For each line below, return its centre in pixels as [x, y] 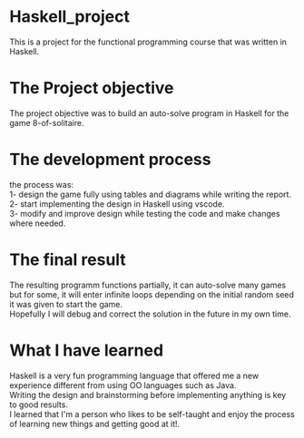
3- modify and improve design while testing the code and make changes [145, 213]
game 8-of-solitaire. [47, 122]
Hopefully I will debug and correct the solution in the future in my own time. [150, 314]
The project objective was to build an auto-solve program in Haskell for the [149, 113]
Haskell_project [69, 17]
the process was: [42, 184]
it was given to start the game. [66, 304]
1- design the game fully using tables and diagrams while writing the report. [151, 194]
